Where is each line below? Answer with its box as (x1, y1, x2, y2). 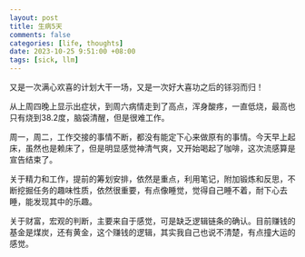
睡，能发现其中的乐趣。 (9, 196, 97, 207)
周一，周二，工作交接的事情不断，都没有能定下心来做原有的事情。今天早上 (9, 132, 288, 142)
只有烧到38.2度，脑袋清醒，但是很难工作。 (9, 113, 170, 123)
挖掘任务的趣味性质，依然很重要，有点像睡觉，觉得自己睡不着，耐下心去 (16, 185, 288, 195)
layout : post (9, 13, 59, 23)
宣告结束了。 (9, 154, 57, 164)
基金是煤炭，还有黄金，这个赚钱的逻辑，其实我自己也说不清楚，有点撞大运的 (9, 227, 296, 237)
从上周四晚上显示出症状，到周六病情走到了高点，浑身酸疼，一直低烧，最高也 (9, 101, 296, 112)
